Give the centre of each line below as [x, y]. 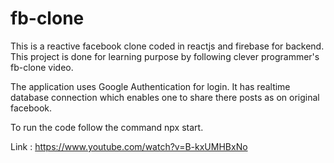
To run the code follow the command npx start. [107, 127]
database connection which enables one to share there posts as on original [165, 97]
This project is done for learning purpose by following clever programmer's [165, 56]
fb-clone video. [42, 67]
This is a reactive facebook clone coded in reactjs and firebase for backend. [167, 46]
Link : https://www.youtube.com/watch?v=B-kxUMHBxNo [129, 146]
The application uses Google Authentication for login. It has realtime [150, 86]
